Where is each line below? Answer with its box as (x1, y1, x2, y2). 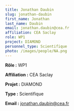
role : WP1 (5, 35, 26, 40)
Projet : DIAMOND (5, 81, 42, 87)
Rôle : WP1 (5, 62, 27, 68)
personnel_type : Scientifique (5, 44, 68, 49)
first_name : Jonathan (5, 16, 50, 21)
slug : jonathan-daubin (5, 12, 52, 17)
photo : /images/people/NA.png (5, 48, 68, 53)
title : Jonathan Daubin (5, 7, 54, 12)
